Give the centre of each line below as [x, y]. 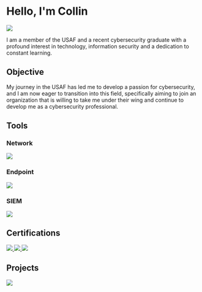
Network [20, 144]
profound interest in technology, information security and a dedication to [98, 46]
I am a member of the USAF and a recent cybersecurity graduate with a [96, 40]
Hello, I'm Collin [47, 11]
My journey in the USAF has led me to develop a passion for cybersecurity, [101, 86]
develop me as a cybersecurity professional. [62, 106]
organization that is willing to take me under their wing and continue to [95, 100]
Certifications [33, 233]
